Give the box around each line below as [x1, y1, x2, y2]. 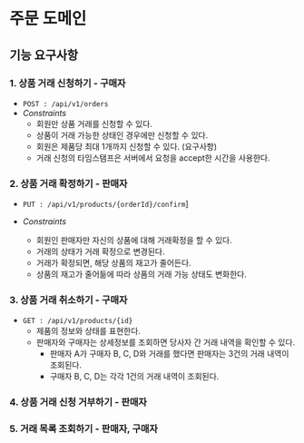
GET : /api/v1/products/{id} [22, 317, 133, 326]
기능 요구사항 [9, 47, 79, 63]
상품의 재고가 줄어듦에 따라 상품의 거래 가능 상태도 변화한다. [35, 269, 248, 280]
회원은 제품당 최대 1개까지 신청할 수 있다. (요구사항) [35, 141, 218, 152]
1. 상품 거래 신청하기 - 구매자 [9, 76, 126, 89]
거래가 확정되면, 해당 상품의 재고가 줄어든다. [35, 258, 192, 269]
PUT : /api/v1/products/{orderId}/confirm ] [22, 199, 189, 210]
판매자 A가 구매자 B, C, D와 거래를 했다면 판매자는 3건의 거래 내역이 [49, 349, 289, 359]
